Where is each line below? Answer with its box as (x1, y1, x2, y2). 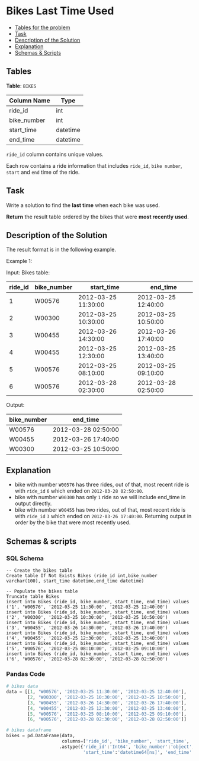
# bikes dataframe (6, 727, 52, 733)
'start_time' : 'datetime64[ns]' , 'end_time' (82, 749, 192, 755)
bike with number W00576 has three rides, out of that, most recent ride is (14, 481, 190, 488)
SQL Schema (6, 554, 44, 562)
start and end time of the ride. (6, 168, 80, 176)
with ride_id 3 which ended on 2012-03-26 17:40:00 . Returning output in (14, 513, 192, 520)
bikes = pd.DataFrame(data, (6, 733, 76, 739)
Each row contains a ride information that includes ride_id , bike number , (6, 162, 182, 169)
